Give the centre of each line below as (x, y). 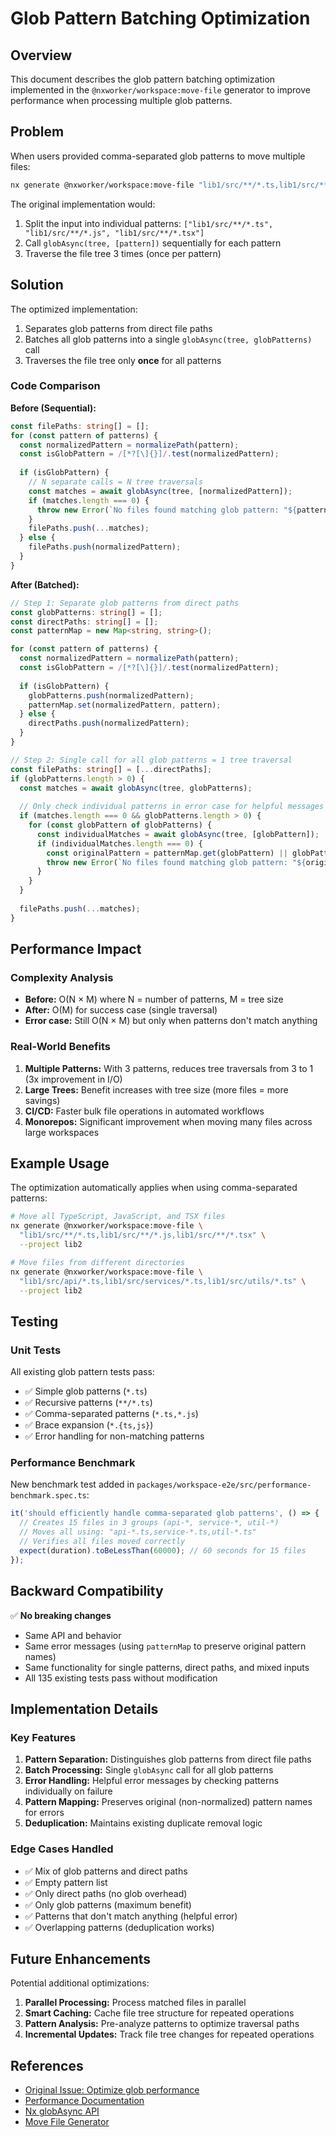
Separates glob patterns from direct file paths (118, 328)
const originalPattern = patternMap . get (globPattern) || (167, 853)
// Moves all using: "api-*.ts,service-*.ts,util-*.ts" (138, 1532)
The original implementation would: (83, 204)
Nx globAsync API (62, 2111)
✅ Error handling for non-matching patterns (114, 1436)
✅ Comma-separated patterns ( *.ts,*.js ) (111, 1414)
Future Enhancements (81, 1958)
